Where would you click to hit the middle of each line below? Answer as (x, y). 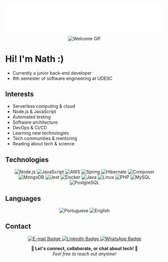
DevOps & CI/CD (30, 128)
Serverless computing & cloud (44, 106)
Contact (18, 226)
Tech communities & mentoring (45, 138)
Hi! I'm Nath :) (35, 59)
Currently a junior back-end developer (52, 73)
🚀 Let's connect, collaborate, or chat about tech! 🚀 (85, 248)
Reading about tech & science (44, 144)
